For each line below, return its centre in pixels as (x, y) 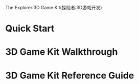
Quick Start (30, 28)
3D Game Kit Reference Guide (70, 75)
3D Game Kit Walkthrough (62, 52)
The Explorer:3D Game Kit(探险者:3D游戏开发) (54, 7)
